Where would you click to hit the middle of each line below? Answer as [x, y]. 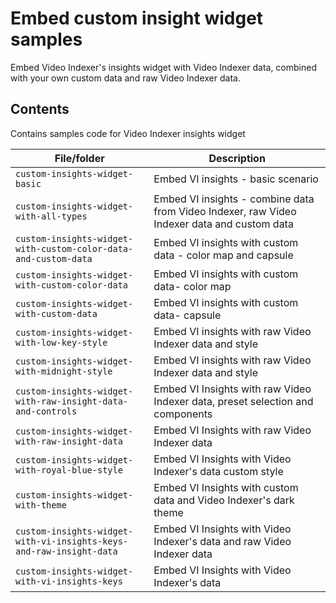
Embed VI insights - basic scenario [236, 179]
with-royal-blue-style [69, 470]
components [183, 414]
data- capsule [187, 315]
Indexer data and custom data [223, 224]
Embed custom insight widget [137, 18]
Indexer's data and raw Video [222, 541]
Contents [40, 109]
